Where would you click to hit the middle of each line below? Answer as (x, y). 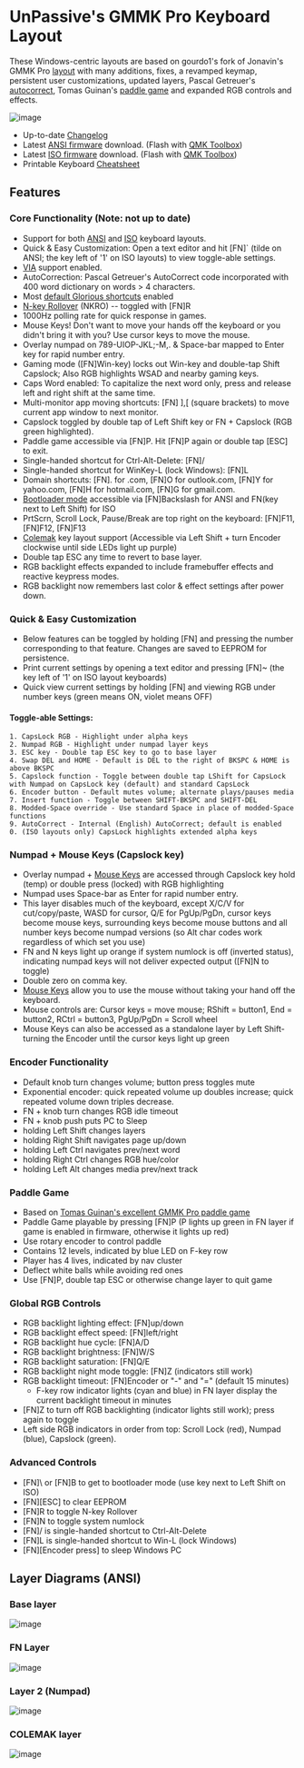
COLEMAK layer (45, 1734)
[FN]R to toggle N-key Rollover (80, 1511)
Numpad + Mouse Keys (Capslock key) (97, 855)
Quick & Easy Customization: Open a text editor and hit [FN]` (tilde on (152, 248)
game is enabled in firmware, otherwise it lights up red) (126, 1232)
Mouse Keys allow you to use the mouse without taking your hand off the (159, 990)
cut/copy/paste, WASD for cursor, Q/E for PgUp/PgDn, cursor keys (147, 913)
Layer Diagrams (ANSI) (75, 1579)
